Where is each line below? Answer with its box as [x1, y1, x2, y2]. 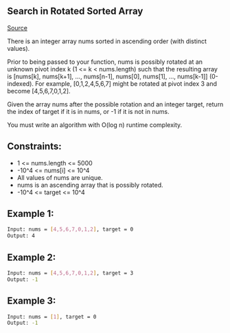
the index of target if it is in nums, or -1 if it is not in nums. [7, 107, 170, 115]
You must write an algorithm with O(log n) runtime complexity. [7, 120, 183, 129]
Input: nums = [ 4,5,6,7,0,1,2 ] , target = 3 [7, 270, 134, 277]
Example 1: [7, 208, 54, 220]
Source [7, 23, 27, 32]
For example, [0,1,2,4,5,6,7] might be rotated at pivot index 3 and [35, 79, 218, 88]
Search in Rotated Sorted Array [7, 5, 143, 17]
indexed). [7, 79, 34, 88]
